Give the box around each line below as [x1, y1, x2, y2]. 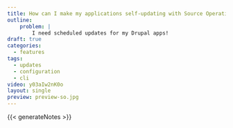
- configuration [13, 68, 60, 75]
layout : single [7, 87, 51, 94]
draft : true [7, 36, 42, 43]
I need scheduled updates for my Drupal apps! [32, 29, 169, 37]
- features [13, 49, 45, 56]
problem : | [19, 23, 51, 30]
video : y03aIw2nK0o [7, 81, 64, 88]
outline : [7, 17, 33, 24]
